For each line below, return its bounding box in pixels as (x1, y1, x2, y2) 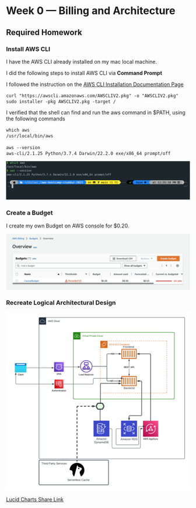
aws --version (6, 144, 41, 150)
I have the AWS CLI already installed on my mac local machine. (6, 58, 157, 65)
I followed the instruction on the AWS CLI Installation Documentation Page (6, 81, 184, 88)
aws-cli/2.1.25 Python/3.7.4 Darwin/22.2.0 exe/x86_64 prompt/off (6, 150, 171, 156)
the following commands (6, 115, 65, 122)
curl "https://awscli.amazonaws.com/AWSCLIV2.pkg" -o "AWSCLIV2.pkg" (6, 92, 179, 99)
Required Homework (6, 27, 83, 37)
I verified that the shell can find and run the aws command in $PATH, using (6, 109, 185, 116)
